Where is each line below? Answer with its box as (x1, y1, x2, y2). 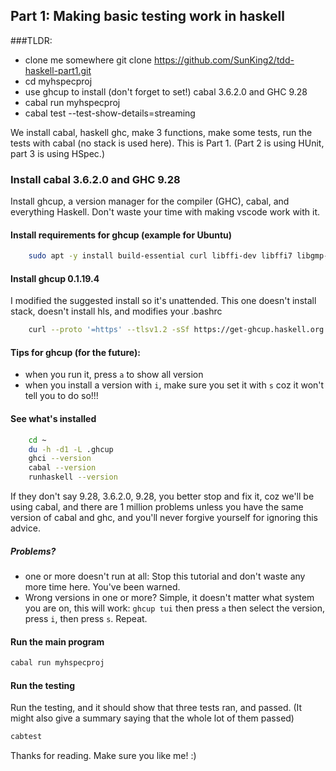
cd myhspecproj (24, 75, 93, 87)
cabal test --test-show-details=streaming (24, 107, 196, 119)
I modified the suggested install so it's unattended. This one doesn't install (10, 295, 317, 307)
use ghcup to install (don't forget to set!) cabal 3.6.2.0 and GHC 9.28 (24, 85, 308, 98)
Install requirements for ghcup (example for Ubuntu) (10, 229, 233, 241)
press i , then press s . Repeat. (24, 613, 148, 625)
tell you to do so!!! (24, 390, 99, 402)
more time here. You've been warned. (24, 581, 181, 593)
